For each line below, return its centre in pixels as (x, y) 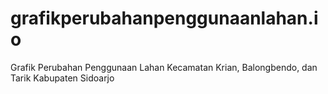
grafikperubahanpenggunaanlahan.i (164, 18)
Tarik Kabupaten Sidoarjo (62, 78)
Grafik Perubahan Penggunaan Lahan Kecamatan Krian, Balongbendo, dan (164, 67)
